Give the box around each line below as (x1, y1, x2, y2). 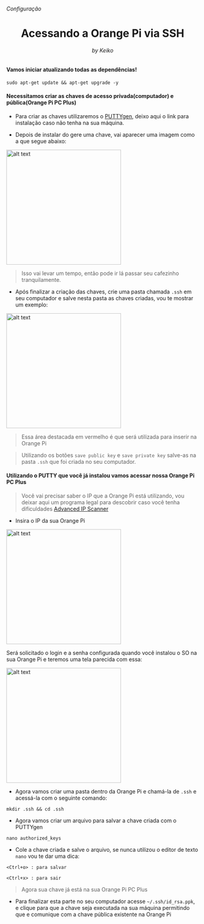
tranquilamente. (21, 276, 61, 283)
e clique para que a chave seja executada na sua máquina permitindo (15, 904, 190, 911)
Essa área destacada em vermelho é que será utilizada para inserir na (21, 433, 197, 441)
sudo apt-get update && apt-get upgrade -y (6, 80, 119, 86)
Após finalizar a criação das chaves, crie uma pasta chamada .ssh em (15, 288, 192, 295)
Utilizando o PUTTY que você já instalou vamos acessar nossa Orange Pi (6, 472, 195, 479)
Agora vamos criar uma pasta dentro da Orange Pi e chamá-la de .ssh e (15, 788, 197, 795)
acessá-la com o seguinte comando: (15, 794, 107, 801)
